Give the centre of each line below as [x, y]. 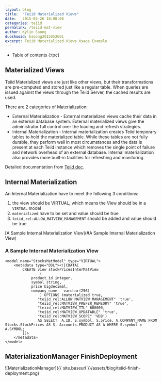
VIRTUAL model [26, 208]
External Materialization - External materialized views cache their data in [84, 116]
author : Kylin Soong [26, 32]
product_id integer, [52, 278]
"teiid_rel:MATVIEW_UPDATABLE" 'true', [78, 312]
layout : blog [18, 9]
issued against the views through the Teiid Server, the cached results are [78, 92]
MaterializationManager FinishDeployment [71, 356]
